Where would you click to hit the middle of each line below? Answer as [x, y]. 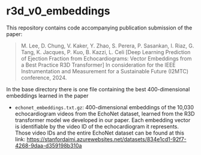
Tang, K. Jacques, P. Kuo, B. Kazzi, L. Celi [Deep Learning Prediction [106, 52]
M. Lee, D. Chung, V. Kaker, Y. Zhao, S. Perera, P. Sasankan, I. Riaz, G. [107, 46]
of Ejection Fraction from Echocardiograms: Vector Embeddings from [106, 58]
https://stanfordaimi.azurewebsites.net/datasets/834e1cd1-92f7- [107, 139]
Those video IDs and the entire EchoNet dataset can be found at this [100, 133]
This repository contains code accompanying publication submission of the [99, 28]
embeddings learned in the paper [47, 96]
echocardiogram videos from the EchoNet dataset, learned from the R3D [105, 114]
